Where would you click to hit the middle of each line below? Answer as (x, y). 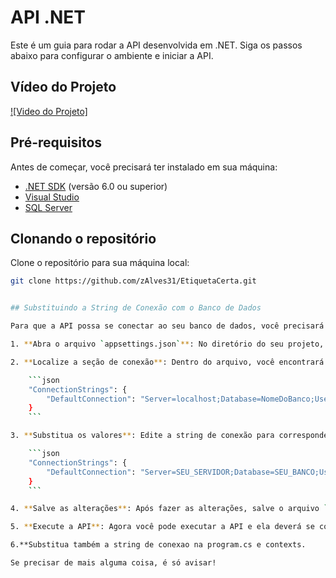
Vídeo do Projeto (63, 87)
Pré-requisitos (56, 142)
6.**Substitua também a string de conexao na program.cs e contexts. (158, 545)
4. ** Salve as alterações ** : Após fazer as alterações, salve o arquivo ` (169, 509)
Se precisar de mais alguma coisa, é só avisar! (113, 563)
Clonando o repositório (83, 238)
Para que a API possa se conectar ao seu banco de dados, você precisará (167, 326)
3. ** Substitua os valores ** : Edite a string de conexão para (142, 436)
